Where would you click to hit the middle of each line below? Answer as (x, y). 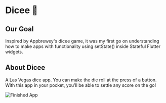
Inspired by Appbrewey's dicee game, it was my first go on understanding (82, 41)
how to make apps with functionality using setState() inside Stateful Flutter (83, 46)
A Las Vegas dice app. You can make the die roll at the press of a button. (81, 80)
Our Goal (19, 29)
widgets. (14, 52)
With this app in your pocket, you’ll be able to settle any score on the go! (81, 85)
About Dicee (25, 68)
